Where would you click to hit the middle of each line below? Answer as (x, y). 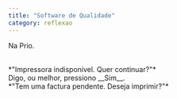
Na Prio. (21, 45)
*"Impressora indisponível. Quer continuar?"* (82, 69)
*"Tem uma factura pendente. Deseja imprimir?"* (88, 86)
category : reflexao (40, 23)
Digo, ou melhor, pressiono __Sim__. (67, 78)
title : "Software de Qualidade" (62, 15)
